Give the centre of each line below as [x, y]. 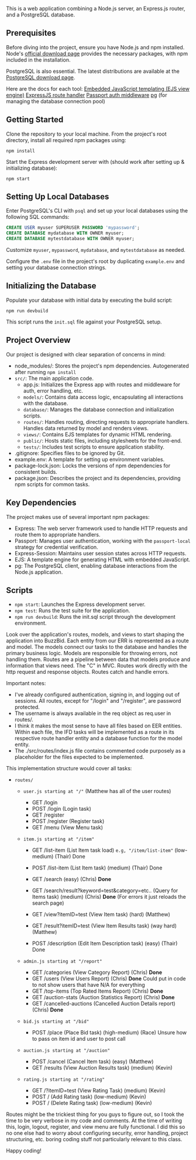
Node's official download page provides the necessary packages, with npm [97, 53]
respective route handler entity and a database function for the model [98, 739]
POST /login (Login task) [62, 809]
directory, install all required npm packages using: [66, 140]
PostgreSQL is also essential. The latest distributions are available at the [93, 71]
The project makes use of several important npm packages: [78, 517]
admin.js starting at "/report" [63, 962]
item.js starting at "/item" [59, 839]
